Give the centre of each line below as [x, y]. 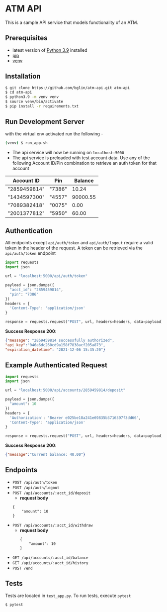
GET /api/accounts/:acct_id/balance [50, 558]
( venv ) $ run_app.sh [27, 143]
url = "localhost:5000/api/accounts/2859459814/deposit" [65, 390]
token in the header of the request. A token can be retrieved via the [74, 248]
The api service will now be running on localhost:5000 [68, 152]
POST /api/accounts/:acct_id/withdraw [52, 525]
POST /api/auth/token [35, 482]
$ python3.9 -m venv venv [32, 97]
